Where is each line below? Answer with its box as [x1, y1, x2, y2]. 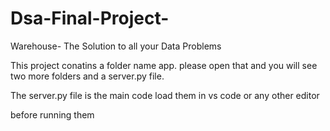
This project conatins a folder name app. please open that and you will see [10, 59, 318, 71]
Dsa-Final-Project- [10, 7, 170, 30]
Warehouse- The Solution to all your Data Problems [10, 40, 222, 52]
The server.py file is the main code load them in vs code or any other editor [10, 89, 320, 101]
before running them [10, 108, 95, 121]
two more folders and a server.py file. [10, 70, 165, 82]
